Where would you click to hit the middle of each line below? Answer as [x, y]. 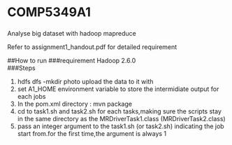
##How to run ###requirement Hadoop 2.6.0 [72, 61]
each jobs [31, 97]
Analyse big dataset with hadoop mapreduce [72, 34]
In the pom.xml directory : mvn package [75, 104]
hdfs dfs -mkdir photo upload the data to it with [85, 82]
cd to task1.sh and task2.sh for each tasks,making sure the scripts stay [119, 111]
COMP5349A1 [49, 12]
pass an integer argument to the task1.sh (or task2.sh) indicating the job [121, 126]
